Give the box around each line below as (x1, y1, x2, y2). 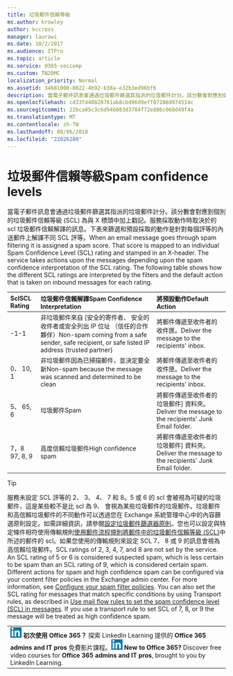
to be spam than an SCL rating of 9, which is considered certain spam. (7, 561, 209, 569)
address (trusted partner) (40, 346, 113, 354)
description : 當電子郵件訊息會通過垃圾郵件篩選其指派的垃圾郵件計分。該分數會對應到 (7, 92, 223, 99)
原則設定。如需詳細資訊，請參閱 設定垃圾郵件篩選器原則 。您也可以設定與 (12, 519, 220, 527)
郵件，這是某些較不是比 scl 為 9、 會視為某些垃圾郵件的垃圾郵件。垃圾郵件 (7, 502, 221, 510)
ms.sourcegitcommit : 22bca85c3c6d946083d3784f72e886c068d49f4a (7, 106, 194, 114)
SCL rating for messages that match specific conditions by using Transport (7, 590, 222, 598)
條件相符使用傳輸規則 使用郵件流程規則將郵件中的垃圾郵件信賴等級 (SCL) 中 (12, 528, 226, 536)
